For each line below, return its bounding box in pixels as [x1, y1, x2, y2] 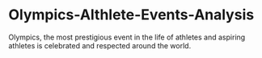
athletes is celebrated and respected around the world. [8, 40, 192, 50]
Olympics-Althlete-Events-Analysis [8, 6, 255, 24]
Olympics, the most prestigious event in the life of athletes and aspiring [8, 32, 246, 42]
